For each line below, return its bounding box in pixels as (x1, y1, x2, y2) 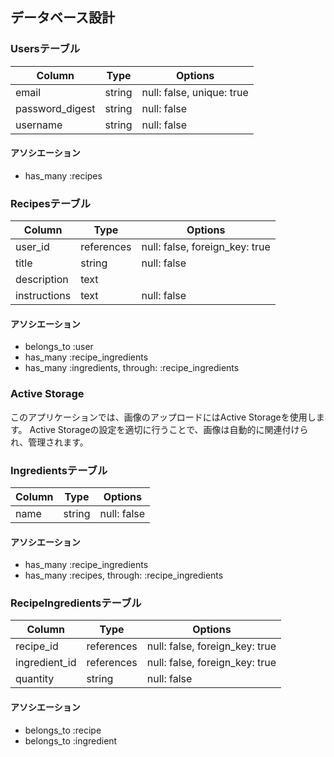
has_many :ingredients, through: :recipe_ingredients (24, 362, 240, 374)
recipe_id (15, 639, 59, 653)
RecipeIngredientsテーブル (10, 596, 142, 610)
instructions (15, 289, 72, 303)
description (15, 273, 69, 287)
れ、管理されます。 (10, 436, 89, 448)
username (15, 118, 63, 132)
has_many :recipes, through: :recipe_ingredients (24, 569, 224, 582)
